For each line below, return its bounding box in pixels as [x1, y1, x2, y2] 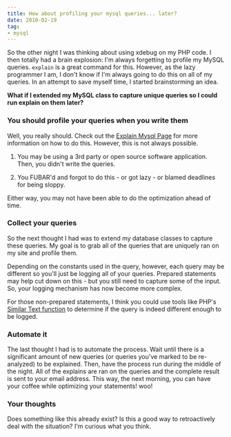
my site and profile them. [7, 248, 78, 257]
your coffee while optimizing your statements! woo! [7, 382, 153, 391]
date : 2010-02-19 [7, 17, 57, 24]
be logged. [7, 312, 38, 320]
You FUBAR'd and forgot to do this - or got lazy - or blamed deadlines [17, 173, 216, 181]
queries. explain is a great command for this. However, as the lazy [7, 63, 196, 71]
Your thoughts [7, 399, 57, 409]
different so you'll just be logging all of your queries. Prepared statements [7, 269, 217, 277]
